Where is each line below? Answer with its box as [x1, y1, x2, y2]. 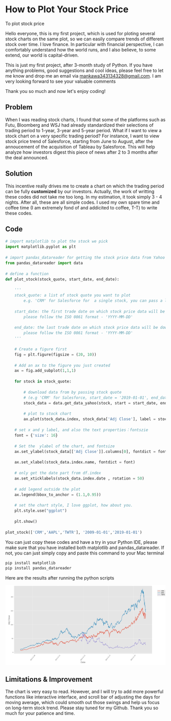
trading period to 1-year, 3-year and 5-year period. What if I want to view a [5, 127, 162, 133]
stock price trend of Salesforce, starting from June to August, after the [5, 138, 154, 144]
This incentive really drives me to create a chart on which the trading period [5, 183, 164, 189]
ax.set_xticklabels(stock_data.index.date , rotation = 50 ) [14, 476, 145, 481]
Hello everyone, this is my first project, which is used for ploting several [5, 30, 155, 36]
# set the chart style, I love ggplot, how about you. [14, 503, 133, 508]
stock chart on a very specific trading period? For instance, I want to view [5, 133, 160, 139]
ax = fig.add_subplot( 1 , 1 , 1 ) [14, 368, 76, 373]
